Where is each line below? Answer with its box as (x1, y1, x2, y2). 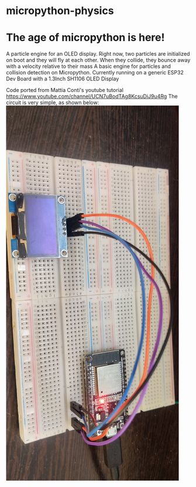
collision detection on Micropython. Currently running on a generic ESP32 (6, 69, 184, 76)
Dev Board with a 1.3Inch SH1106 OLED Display (6, 75, 119, 83)
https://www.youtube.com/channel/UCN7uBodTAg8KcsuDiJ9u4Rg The (6, 93, 178, 100)
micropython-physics (6, 4, 114, 18)
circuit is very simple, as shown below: (6, 99, 99, 106)
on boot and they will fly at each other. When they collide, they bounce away (6, 57, 191, 64)
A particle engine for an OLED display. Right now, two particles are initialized (6, 50, 190, 57)
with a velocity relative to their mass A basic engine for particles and (6, 63, 171, 70)
